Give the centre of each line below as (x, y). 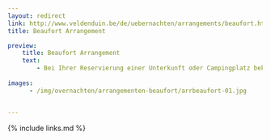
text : (32, 61)
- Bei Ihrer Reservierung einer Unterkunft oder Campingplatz (144, 68)
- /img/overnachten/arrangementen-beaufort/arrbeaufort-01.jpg (138, 91)
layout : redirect (37, 16)
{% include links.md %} (47, 128)
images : (21, 83)
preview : (22, 45)
